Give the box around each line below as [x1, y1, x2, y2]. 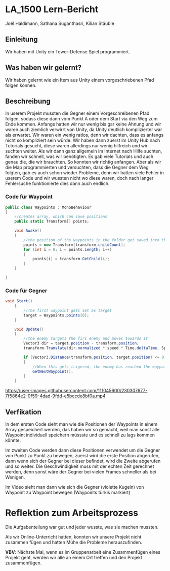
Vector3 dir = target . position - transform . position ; [23, 341, 139, 346]
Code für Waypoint [5, 193, 53, 200]
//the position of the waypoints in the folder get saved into [23, 237, 159, 242]
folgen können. [5, 82, 37, 88]
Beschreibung [5, 97, 51, 105]
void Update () [14, 327, 44, 332]
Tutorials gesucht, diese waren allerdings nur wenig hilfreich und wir [5, 143, 148, 149]
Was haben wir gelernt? [5, 64, 82, 72]
